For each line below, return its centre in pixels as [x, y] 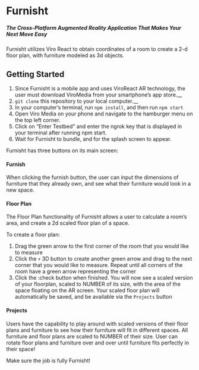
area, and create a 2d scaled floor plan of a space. [68, 223]
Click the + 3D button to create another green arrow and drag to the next [103, 259]
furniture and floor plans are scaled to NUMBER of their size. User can [92, 336]
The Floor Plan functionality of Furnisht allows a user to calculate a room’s [97, 217]
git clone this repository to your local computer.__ [76, 101]
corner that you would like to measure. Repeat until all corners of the [99, 265]
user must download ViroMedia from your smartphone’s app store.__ [98, 95]
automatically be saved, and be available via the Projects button [93, 297]
